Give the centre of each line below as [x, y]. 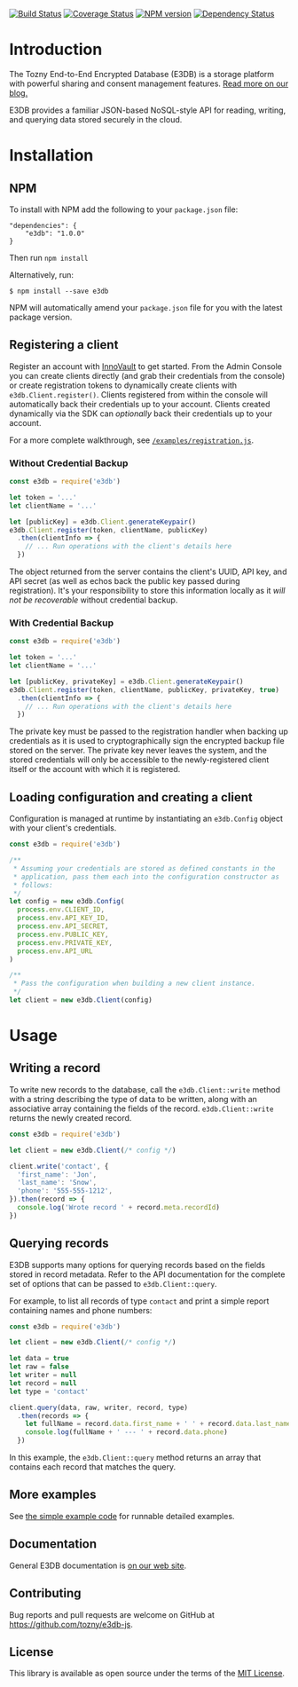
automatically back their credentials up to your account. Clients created [140, 404]
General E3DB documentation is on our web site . [98, 1565]
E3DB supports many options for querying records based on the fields [137, 1265]
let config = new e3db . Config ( [67, 902]
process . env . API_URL [55, 951]
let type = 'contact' [49, 1391]
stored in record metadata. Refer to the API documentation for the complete [147, 1274]
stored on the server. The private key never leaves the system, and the [138, 751]
